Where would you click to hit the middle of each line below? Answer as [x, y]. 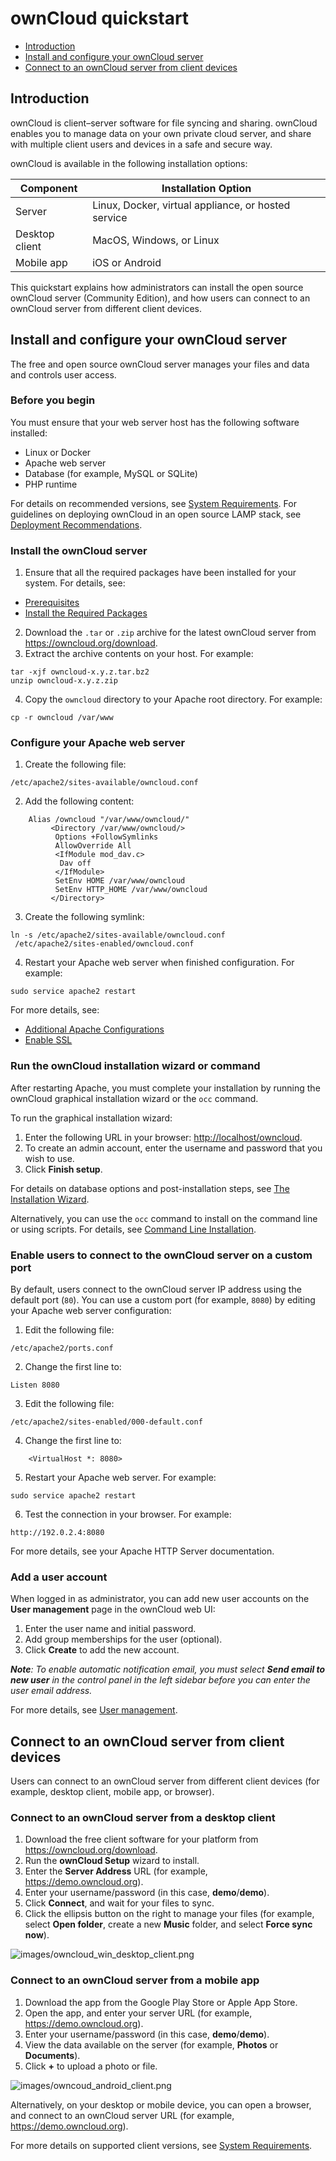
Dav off [75, 863]
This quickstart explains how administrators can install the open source [157, 287]
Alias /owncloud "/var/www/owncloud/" [109, 820]
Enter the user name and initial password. [110, 1629]
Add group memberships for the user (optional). [123, 1639]
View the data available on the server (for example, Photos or [151, 2044]
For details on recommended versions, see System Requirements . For [153, 503]
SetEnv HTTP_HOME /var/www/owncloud [131, 890]
